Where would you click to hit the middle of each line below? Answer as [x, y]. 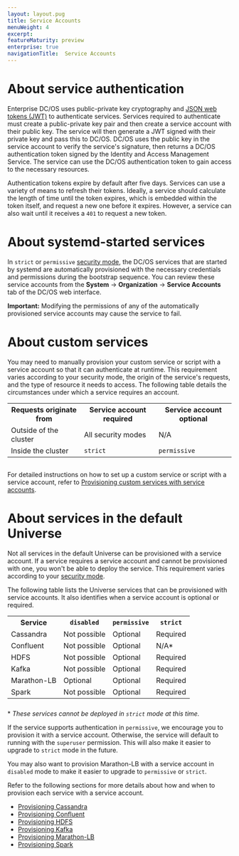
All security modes [115, 434]
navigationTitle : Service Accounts [62, 54]
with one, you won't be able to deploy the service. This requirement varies [116, 568]
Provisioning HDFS [45, 821]
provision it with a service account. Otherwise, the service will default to [113, 735]
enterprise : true [33, 47]
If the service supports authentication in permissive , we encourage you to [116, 727]
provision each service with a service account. [76, 793]
